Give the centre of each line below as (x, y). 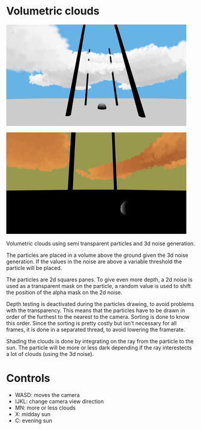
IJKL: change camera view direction (59, 401)
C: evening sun (34, 420)
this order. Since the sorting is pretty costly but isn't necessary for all (91, 323)
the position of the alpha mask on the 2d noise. (64, 292)
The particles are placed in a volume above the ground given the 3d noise (97, 255)
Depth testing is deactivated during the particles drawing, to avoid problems (100, 304)
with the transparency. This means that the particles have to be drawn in (96, 310)
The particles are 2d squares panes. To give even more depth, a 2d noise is (100, 279)
